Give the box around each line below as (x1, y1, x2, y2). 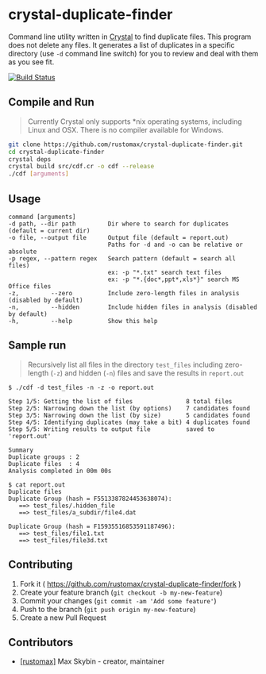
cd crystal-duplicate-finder (8, 148, 105, 156)
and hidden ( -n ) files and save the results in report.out (64, 368, 245, 378)
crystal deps (8, 155, 52, 164)
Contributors (8, 635, 74, 649)
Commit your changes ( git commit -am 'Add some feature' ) (19, 595, 217, 605)
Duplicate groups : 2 (8, 453, 80, 461)
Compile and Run (8, 95, 95, 109)
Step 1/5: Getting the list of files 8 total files (8, 397, 233, 406)
